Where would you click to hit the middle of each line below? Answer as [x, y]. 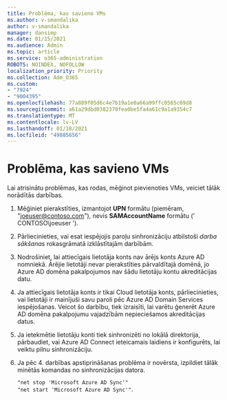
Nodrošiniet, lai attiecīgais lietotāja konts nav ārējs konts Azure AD [111, 257]
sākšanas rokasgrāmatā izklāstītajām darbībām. [85, 244]
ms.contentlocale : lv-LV [43, 122]
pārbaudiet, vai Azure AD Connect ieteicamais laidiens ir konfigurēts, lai [119, 342]
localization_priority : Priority [55, 71]
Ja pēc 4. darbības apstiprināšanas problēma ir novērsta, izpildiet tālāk [118, 363]
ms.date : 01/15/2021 [37, 39]
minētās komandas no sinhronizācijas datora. [81, 370]
